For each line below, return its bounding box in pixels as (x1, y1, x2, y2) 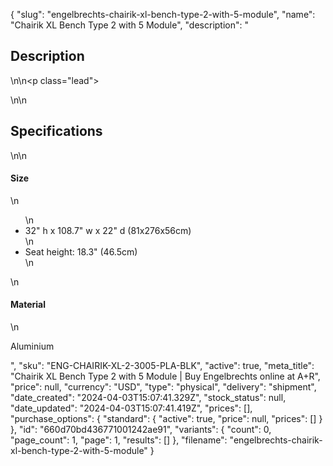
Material (10, 299, 46, 311)
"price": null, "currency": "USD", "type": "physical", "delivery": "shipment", (10, 381, 317, 393)
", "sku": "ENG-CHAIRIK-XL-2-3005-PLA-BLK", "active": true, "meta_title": (10, 360, 315, 372)
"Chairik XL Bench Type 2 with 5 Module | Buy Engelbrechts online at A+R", (10, 370, 321, 383)
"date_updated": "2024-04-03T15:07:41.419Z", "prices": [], (10, 402, 253, 414)
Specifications (10, 123, 103, 140)
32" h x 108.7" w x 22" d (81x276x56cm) (24, 224, 192, 236)
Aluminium (10, 340, 55, 353)
